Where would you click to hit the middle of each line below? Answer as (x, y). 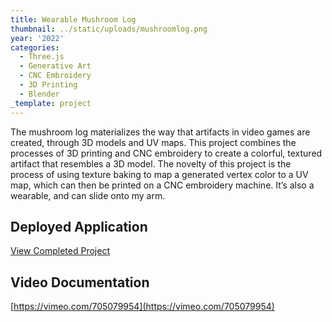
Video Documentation (80, 282)
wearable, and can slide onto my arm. (88, 195)
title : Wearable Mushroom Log (73, 19)
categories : (35, 47)
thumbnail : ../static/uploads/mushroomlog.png (109, 29)
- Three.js (42, 57)
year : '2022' (37, 38)
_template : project (51, 103)
